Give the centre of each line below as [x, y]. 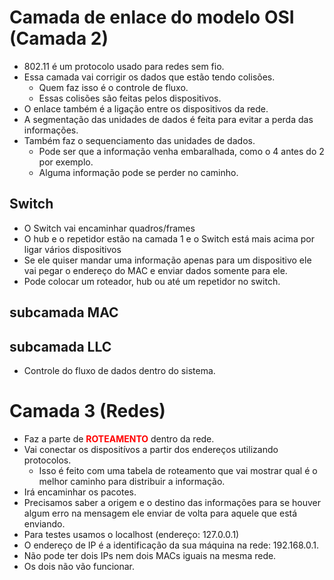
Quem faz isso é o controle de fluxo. [113, 87]
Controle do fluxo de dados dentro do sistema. [119, 370]
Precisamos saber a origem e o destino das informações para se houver [172, 502]
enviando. [44, 523]
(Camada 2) [59, 38]
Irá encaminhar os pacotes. [80, 492]
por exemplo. [66, 162]
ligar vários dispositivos [72, 249]
